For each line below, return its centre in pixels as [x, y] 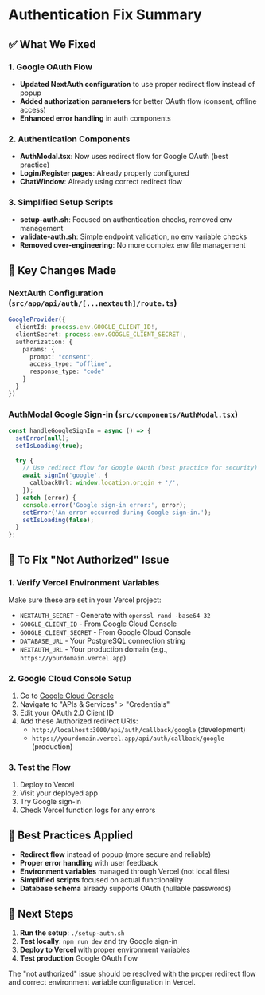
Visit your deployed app [58, 793]
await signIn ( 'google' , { [66, 476]
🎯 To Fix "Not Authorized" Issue [89, 559]
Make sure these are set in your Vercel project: [85, 600]
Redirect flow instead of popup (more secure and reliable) [115, 854]
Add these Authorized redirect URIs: [79, 721]
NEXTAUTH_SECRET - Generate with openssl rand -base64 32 [115, 615]
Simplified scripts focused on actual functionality [101, 880]
